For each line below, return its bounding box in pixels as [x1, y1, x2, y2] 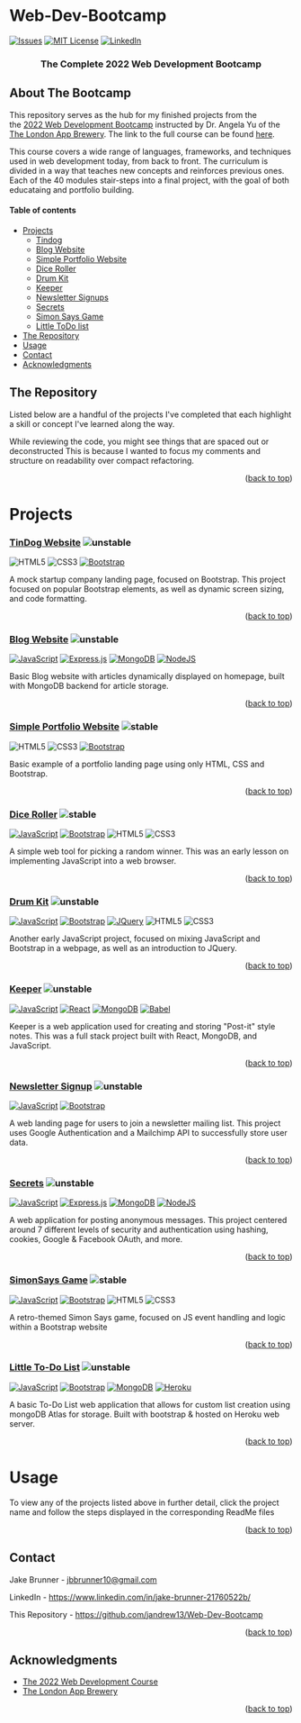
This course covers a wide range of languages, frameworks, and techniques [9, 146, 292, 157]
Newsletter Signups [35, 292, 110, 303]
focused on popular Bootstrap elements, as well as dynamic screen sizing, [9, 584, 285, 594]
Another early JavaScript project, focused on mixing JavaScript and [9, 933, 261, 944]
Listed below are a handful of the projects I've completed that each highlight [9, 409, 292, 420]
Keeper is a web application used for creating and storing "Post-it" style [9, 1020, 276, 1031]
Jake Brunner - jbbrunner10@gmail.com [9, 1573, 157, 1585]
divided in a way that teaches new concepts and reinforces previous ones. [9, 165, 285, 176]
